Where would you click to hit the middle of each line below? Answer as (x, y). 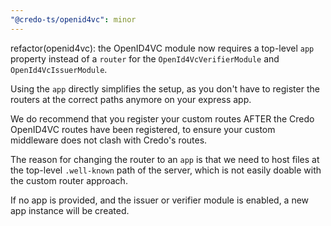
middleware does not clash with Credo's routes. (109, 140)
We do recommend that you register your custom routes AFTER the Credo (162, 118)
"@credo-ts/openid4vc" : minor (73, 19)
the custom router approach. (69, 180)
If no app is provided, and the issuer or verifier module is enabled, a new (160, 200)
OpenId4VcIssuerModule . (59, 69)
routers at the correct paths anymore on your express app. (131, 99)
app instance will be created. (70, 210)
